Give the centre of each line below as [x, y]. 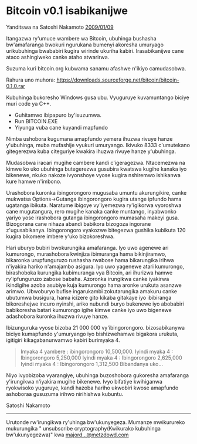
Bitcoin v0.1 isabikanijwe [67, 11]
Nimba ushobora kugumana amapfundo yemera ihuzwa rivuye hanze [89, 138]
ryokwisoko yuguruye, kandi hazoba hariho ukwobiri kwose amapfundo [92, 388]
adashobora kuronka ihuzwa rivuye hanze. [57, 316]
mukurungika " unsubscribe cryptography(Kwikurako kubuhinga [84, 428]
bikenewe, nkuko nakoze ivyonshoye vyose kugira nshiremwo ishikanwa [93, 175]
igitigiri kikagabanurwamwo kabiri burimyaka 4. [63, 340]
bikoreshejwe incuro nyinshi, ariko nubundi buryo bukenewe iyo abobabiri [95, 304]
